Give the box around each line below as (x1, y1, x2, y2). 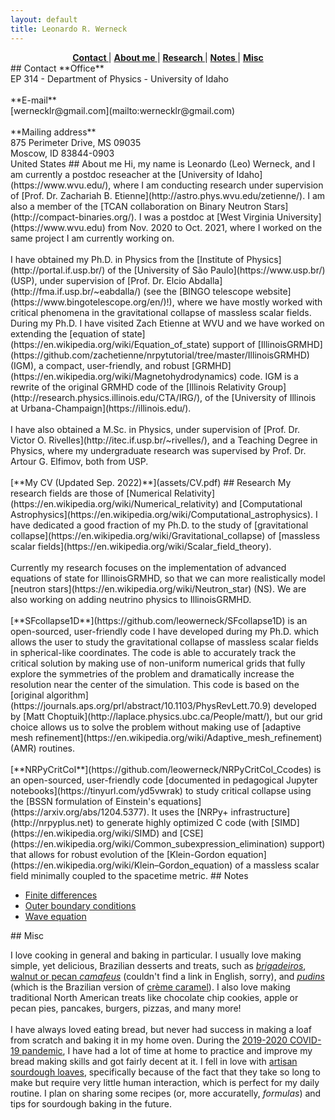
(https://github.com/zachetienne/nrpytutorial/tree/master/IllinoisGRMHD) (10, 349, 310, 361)
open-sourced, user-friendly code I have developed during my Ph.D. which (10, 625, 319, 637)
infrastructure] (230, 806, 291, 818)
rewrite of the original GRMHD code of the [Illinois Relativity (10, 381, 256, 393)
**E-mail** (10, 94, 57, 106)
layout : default (10, 14, 78, 25)
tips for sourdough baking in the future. (10, 1097, 172, 1110)
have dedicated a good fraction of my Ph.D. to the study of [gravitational (10, 519, 309, 531)
